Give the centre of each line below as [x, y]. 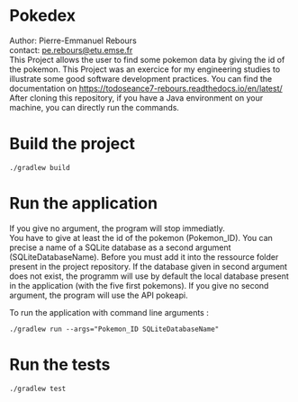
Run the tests [60, 364]
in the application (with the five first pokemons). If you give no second [139, 285]
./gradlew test [38, 389]
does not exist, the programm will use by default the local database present [149, 276]
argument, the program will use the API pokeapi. [99, 295]
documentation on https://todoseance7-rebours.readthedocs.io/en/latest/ [146, 88]
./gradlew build [40, 167]
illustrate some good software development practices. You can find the [141, 78]
